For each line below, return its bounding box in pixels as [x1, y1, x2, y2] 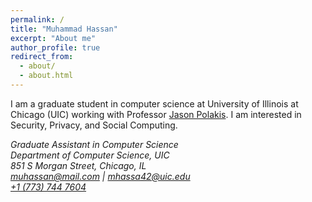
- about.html [19, 71, 74, 81]
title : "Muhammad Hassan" [10, 24, 118, 34]
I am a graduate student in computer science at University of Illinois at [10, 97, 299, 110]
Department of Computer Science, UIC [10, 149, 170, 161]
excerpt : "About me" [10, 33, 97, 43]
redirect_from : [10, 52, 74, 62]
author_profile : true [10, 42, 101, 53]
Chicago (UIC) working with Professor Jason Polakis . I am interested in [10, 108, 302, 120]
